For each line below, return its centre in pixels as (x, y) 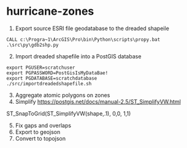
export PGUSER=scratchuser (41, 68)
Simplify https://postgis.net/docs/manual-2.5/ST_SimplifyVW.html (98, 101)
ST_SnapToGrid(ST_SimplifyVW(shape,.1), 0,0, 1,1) (69, 113)
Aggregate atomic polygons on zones (63, 95)
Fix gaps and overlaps (43, 125)
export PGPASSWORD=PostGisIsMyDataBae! (57, 73)
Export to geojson (38, 132)
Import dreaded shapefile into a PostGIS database (78, 56)
